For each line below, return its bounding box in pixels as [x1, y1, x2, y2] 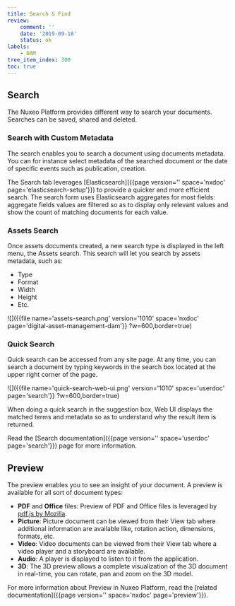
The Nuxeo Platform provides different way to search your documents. [7, 107, 212, 117]
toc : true [7, 63, 37, 70]
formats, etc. [17, 532, 55, 541]
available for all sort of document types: [7, 489, 123, 497]
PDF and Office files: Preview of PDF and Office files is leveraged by [17, 502, 217, 511]
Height [17, 293, 37, 301]
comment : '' [20, 23, 55, 30]
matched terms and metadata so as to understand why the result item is [7, 413, 217, 421]
